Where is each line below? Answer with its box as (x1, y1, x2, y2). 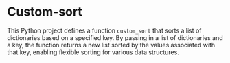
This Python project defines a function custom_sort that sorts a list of (7, 26, 202, 35)
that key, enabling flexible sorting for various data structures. (7, 48, 180, 56)
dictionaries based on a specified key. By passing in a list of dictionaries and (7, 33, 223, 41)
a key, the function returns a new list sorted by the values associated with (7, 41, 216, 49)
